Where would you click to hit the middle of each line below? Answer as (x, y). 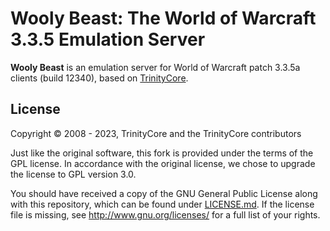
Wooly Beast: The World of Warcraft (163, 18)
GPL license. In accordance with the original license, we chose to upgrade (163, 163)
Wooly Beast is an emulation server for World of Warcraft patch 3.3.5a (155, 67)
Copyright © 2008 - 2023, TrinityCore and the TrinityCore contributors (156, 133)
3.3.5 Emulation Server (108, 39)
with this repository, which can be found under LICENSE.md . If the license (162, 204)
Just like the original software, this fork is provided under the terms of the (162, 153)
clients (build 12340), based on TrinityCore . (99, 78)
